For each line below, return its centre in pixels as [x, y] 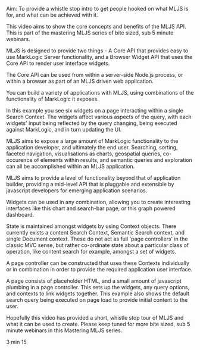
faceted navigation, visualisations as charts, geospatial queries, [84, 154]
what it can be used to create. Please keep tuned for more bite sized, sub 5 [98, 324]
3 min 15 [16, 342]
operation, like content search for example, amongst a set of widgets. [91, 251]
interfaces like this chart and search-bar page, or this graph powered [91, 208]
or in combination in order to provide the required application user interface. [99, 269]
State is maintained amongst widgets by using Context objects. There [91, 226]
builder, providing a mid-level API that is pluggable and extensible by [90, 184]
